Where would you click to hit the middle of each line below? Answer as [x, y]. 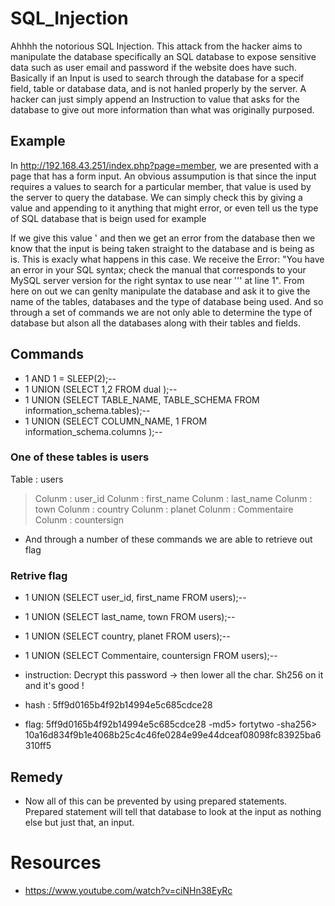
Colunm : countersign [79, 519]
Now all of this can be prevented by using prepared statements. [156, 801]
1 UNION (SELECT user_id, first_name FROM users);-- [135, 598]
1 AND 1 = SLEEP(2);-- [70, 378]
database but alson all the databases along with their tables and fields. [155, 323]
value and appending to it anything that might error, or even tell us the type [164, 208]
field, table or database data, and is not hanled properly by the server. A [158, 88]
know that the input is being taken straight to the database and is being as [162, 248]
